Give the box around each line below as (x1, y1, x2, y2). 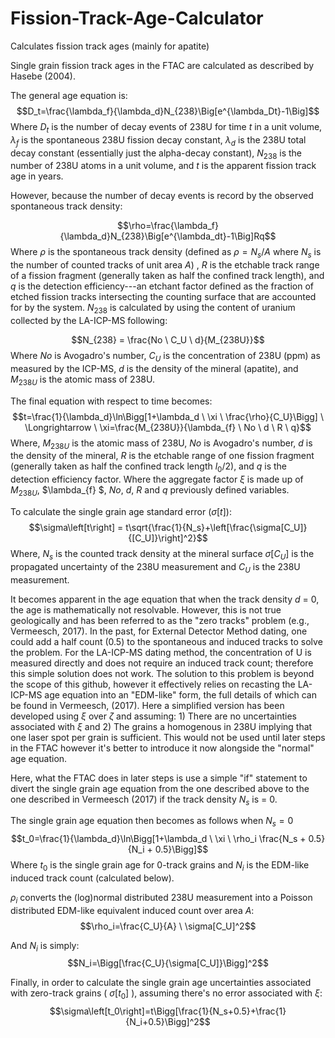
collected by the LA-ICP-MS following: (10, 314, 168, 326)
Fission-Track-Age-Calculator (10, 7, 264, 30)
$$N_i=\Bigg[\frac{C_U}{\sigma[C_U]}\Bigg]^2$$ (67, 957, 269, 969)
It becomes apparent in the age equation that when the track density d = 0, (10, 593, 320, 605)
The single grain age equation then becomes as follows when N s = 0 (10, 815, 294, 829)
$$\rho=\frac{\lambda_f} (117, 220, 219, 232)
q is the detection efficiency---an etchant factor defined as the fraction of (10, 280, 314, 292)
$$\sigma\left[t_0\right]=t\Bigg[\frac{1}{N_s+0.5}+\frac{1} (49, 1005, 287, 1017)
